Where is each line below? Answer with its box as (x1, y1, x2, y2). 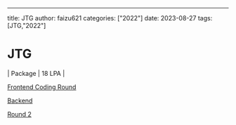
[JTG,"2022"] (7, 22, 46, 29)
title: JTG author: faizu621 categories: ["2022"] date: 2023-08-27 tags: (7, 14, 213, 22)
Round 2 (7, 110, 32, 118)
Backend (7, 96, 33, 105)
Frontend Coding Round (7, 82, 77, 91)
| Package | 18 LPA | (7, 69, 65, 77)
